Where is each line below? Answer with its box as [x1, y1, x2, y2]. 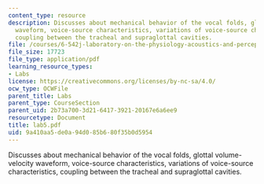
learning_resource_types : [8, 63, 93, 71]
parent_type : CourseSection [8, 99, 101, 107]
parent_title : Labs [8, 92, 72, 100]
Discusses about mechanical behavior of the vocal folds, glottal [8, 150, 214, 160]
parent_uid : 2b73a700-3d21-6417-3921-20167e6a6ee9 [8, 107, 178, 115]
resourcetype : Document [8, 114, 86, 122]
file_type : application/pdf [8, 56, 101, 64]
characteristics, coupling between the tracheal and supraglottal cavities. [8, 167, 242, 176]
